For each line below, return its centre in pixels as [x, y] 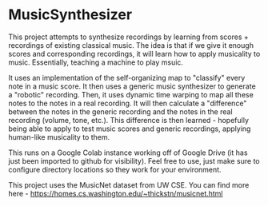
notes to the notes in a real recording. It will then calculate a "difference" [128, 103]
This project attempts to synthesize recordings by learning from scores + [129, 37]
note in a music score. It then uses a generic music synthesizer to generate [132, 86]
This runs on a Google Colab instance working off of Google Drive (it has [128, 153]
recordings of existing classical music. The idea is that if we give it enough [131, 45]
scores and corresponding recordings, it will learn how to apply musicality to [134, 53]
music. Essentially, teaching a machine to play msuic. [96, 62]
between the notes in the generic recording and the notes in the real [121, 111]
